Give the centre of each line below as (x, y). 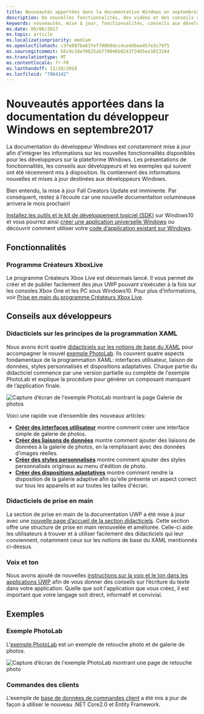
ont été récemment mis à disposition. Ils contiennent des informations (93, 172)
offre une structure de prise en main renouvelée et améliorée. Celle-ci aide (100, 527)
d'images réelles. (36, 453)
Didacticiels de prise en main (50, 501)
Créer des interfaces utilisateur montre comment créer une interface (102, 427)
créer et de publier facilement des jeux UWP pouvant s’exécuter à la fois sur (101, 284)
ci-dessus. (20, 546)
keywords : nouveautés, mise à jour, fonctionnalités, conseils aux (93, 23)
